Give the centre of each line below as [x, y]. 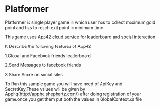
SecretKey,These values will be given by [45, 89]
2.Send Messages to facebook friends [43, 65]
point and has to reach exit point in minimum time [54, 27]
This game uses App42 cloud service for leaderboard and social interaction [80, 37]
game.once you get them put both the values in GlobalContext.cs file [73, 99]
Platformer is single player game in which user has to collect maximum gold [80, 22]
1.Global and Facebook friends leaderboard [48, 55]
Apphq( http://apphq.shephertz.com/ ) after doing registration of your [73, 94]
